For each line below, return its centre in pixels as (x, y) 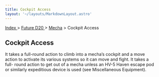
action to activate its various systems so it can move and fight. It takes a (77, 59)
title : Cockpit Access (28, 9)
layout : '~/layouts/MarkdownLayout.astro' (48, 14)
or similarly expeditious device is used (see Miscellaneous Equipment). (76, 70)
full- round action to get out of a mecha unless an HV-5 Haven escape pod (79, 64)
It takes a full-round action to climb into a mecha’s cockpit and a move (75, 54)
